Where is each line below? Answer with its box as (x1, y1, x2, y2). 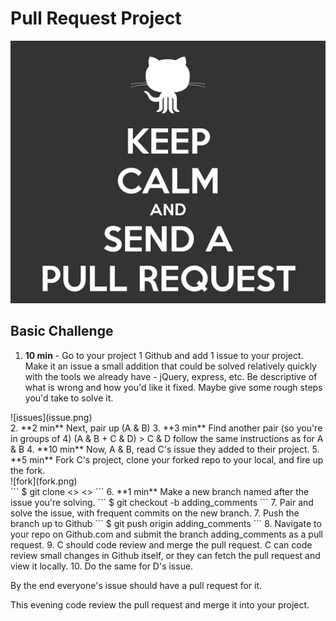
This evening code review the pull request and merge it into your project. (10, 598, 310, 611)
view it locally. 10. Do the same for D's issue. (10, 560, 194, 572)
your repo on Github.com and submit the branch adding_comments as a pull (10, 528, 323, 540)
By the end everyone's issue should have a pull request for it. (10, 579, 263, 591)
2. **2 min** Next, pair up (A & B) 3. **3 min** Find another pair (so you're (10, 422, 323, 434)
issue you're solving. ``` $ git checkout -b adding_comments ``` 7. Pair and (10, 496, 314, 508)
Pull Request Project (10, 7, 182, 30)
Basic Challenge (10, 323, 114, 340)
